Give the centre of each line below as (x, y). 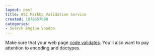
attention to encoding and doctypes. (43, 48)
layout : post (19, 10)
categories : (18, 24)
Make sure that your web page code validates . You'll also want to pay (77, 42)
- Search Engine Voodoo (30, 28)
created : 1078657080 (27, 19)
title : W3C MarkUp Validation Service (46, 14)
